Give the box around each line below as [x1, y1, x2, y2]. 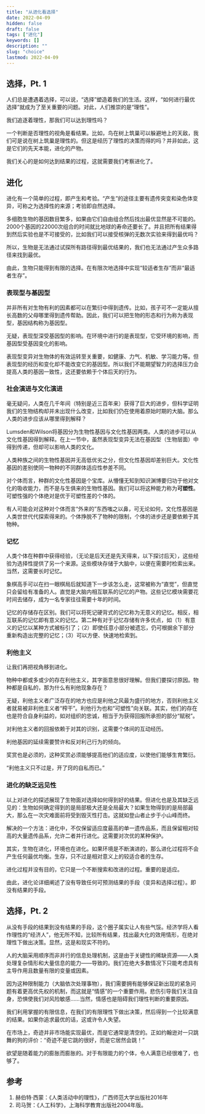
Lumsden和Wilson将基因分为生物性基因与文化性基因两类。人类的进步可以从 [6, 428, 196, 435]
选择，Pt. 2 [6, 906, 48, 917]
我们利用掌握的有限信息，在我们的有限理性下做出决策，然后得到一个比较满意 [6, 1008, 199, 1015]
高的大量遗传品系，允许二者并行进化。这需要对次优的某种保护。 [6, 832, 167, 839]
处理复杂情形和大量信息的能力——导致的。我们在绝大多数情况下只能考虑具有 [6, 959, 199, 966]
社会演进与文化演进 [6, 384, 63, 393]
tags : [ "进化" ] [6, 32, 43, 38]
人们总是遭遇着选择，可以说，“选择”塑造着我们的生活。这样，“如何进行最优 [6, 96, 195, 103]
